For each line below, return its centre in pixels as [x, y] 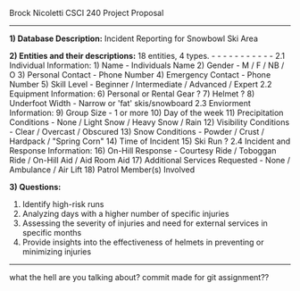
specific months [52, 233]
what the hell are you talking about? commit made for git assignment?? [139, 277]
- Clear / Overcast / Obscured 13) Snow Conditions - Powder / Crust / [137, 132]
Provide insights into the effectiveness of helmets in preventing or [143, 242]
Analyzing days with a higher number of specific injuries [125, 214]
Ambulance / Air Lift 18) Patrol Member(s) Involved [102, 170]
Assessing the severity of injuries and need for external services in [145, 223]
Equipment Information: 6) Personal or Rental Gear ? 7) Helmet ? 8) [132, 94]
